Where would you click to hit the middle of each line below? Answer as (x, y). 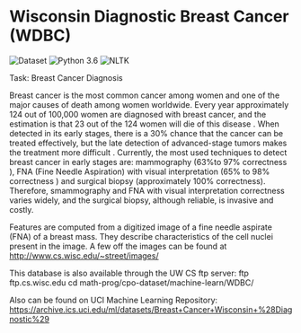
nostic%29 (29, 319)
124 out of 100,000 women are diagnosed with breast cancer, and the (138, 114)
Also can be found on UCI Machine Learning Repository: (114, 300)
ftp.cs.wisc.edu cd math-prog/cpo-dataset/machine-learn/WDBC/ (132, 282)
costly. (22, 209)
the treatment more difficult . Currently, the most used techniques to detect (148, 152)
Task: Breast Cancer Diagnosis (66, 77)
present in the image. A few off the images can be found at (118, 246)
